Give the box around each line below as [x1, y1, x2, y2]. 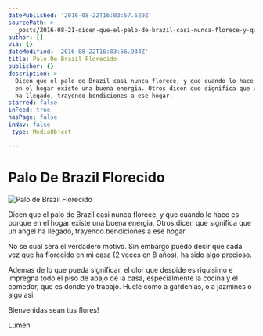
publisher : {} [8, 63, 55, 70]
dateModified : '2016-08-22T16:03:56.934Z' [8, 48, 149, 56]
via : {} [8, 41, 34, 49]
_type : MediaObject [8, 128, 72, 135]
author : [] [8, 33, 44, 42]
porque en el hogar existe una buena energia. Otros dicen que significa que [8, 218, 252, 227]
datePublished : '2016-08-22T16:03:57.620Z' [8, 11, 153, 20]
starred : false [8, 99, 58, 107]
